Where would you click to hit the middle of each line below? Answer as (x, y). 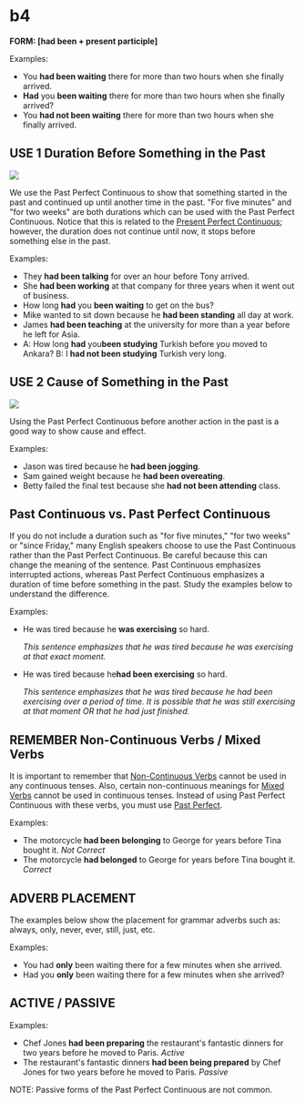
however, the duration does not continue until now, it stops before (132, 231)
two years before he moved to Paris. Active (103, 1052)
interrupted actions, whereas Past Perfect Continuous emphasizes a (137, 575)
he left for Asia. (51, 334)
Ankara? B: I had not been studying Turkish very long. (125, 353)
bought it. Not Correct (64, 850)
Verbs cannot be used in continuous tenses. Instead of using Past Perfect (147, 796)
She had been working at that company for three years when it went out (158, 286)
